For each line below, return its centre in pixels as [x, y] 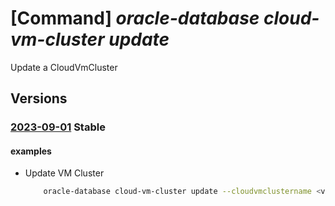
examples [31, 151]
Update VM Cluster [64, 173]
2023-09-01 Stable [58, 127]
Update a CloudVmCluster [64, 67]
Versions [39, 98]
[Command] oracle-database [135, 18]
